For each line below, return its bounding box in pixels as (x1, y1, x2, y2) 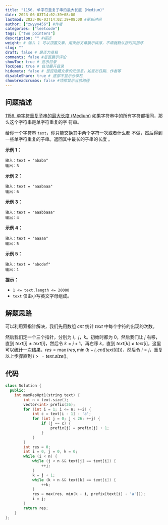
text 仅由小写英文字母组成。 (12, 292, 72, 299)
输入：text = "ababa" (5, 158, 48, 163)
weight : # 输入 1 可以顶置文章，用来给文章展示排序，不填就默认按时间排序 (5, 41, 144, 46)
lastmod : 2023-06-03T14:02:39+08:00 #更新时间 (5, 17, 102, 22)
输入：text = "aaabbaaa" (5, 210, 55, 215)
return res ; (23, 505, 49, 511)
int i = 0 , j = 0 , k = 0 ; (23, 449, 78, 454)
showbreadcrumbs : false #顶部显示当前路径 (5, 78, 90, 83)
